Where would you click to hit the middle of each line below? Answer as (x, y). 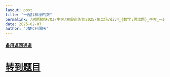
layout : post (19, 10)
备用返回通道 (18, 45)
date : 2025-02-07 (24, 24)
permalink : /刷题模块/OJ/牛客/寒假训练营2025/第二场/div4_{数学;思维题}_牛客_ (82, 19)
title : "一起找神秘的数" (29, 15)
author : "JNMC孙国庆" (27, 29)
